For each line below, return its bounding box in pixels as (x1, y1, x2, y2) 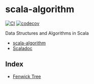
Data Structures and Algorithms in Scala (5, 30, 89, 36)
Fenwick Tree (12, 73, 42, 79)
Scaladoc (12, 45, 33, 51)
